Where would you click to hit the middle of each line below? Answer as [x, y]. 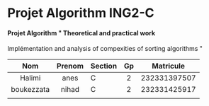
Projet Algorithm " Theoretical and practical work [81, 33]
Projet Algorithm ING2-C [81, 13]
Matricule [169, 66]
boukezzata [30, 90]
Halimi [30, 78]
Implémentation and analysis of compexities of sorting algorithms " [105, 49]
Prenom [70, 66]
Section [104, 66]
